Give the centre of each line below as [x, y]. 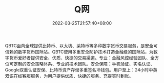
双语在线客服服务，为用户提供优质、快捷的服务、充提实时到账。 [69, 76]
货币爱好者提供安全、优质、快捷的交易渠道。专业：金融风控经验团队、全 [82, 57]
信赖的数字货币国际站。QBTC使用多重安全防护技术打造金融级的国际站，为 [79, 52]
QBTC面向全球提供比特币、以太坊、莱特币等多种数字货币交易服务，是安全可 [81, 45]
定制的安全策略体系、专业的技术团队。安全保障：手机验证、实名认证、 [84, 64]
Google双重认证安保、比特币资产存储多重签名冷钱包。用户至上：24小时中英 [81, 69]
